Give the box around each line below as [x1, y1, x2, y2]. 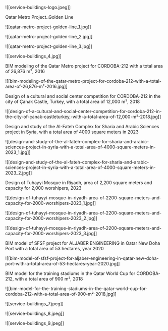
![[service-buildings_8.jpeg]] [5, 310, 65, 316]
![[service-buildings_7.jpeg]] [5, 301, 64, 307]
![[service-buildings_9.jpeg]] [5, 320, 65, 326]
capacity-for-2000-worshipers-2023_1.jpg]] [5, 200, 96, 206]
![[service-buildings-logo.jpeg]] [5, 5, 71, 10]
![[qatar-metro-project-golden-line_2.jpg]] [5, 34, 93, 39]
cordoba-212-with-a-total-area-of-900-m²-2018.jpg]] [5, 291, 117, 297]
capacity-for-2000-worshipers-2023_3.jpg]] [5, 231, 97, 236]
